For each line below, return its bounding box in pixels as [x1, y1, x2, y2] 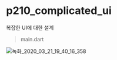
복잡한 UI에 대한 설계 [6, 24, 54, 31]
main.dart [20, 36, 44, 43]
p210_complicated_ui [6, 4, 112, 17]
